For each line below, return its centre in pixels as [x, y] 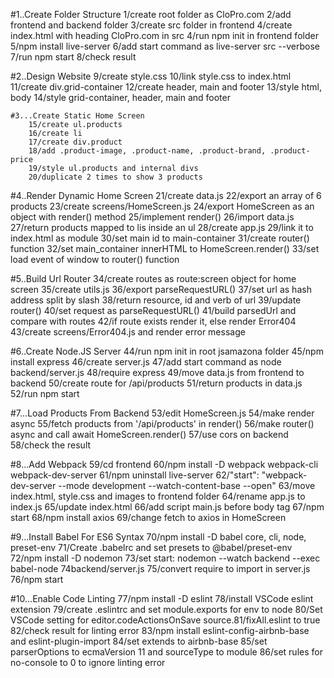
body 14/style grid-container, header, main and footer [120, 97]
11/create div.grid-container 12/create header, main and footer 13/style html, [166, 87]
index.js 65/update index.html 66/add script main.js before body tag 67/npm [167, 507]
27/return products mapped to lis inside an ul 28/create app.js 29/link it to [162, 227]
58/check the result [51, 445]
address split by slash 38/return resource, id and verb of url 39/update [156, 300]
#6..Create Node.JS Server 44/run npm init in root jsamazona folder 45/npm [167, 351]
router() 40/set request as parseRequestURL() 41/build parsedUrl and [153, 310]
